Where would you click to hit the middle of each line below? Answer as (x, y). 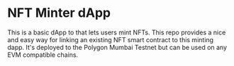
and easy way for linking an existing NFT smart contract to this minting (111, 39)
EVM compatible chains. (43, 55)
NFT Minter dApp (59, 13)
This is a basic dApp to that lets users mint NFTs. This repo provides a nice (117, 32)
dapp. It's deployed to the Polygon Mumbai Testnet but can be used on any (117, 47)
